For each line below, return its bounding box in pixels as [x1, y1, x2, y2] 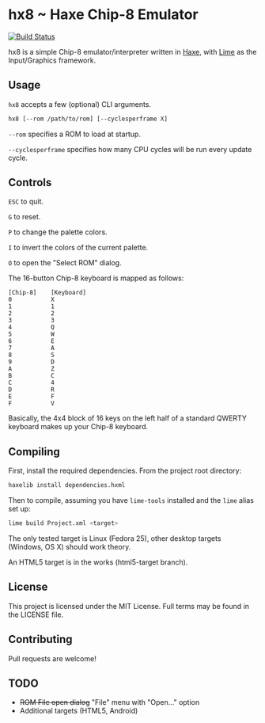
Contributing [8, 633, 73, 646]
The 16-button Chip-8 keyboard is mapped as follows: [8, 273, 184, 283]
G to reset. [8, 212, 41, 222]
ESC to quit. [8, 196, 44, 207]
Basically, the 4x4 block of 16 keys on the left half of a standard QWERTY [8, 413, 247, 423]
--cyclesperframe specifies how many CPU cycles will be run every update [8, 144, 252, 154]
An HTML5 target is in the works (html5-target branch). [8, 557, 188, 567]
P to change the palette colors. [8, 227, 108, 237]
